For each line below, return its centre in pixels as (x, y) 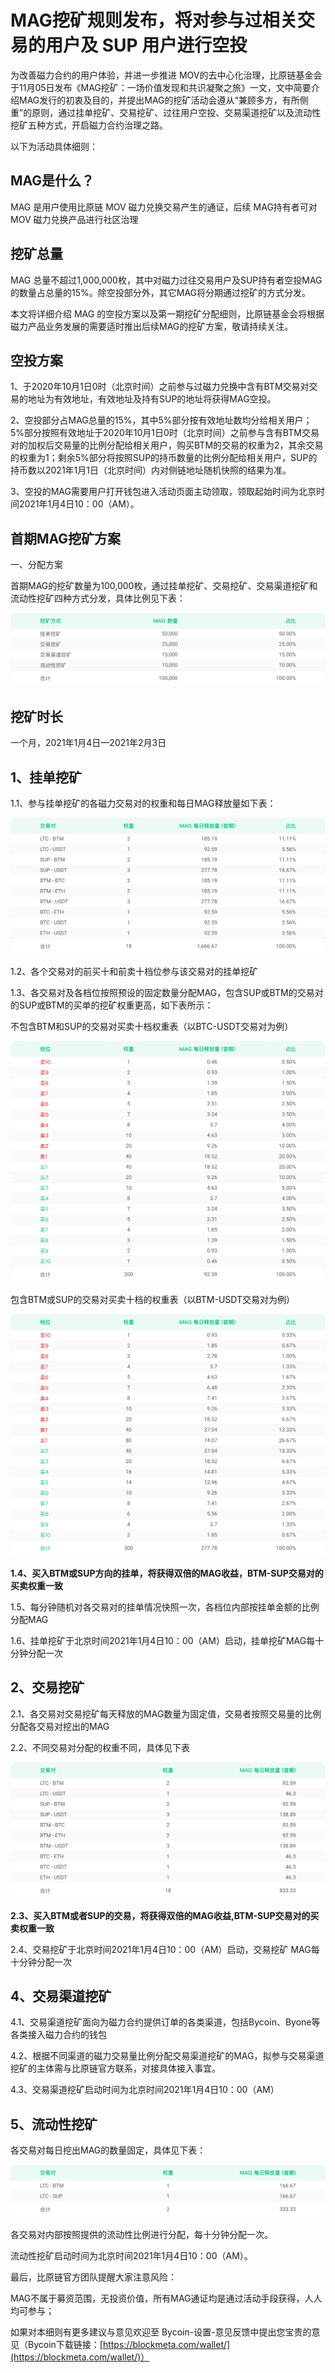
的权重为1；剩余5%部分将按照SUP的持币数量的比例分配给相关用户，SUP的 (164, 458)
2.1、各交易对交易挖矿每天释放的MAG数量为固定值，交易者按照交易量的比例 (166, 1713)
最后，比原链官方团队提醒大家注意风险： (93, 2277)
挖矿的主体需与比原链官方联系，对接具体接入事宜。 (115, 2068)
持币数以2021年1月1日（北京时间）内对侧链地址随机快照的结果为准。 (151, 470)
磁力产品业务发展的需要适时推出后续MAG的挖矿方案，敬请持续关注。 (152, 326)
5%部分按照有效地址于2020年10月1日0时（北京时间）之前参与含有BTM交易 (165, 433)
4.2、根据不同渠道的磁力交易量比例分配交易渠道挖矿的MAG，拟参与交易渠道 (167, 2056)
